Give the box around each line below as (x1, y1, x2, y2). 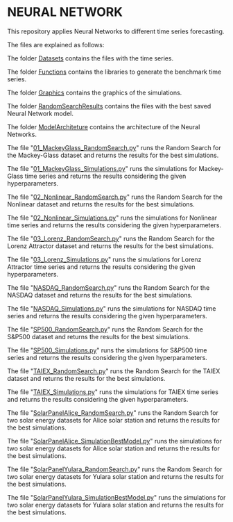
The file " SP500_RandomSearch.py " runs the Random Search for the (7, 325, 203, 334)
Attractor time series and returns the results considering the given (7, 262, 196, 271)
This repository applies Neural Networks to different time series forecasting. (7, 27, 225, 35)
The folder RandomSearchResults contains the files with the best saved (7, 101, 212, 110)
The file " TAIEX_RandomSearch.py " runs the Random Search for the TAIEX (7, 366, 221, 375)
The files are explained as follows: (7, 40, 105, 49)
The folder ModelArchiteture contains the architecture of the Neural (7, 122, 200, 131)
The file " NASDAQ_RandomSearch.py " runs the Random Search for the (7, 283, 210, 292)
